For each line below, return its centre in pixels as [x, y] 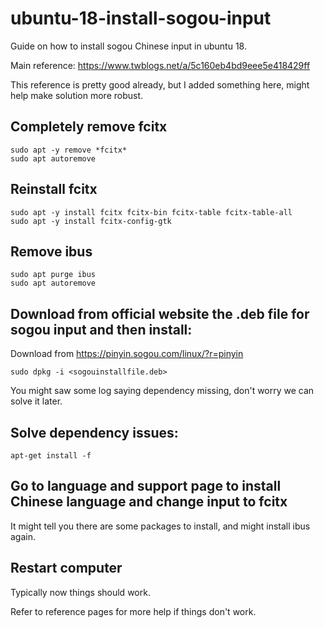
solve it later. [36, 401]
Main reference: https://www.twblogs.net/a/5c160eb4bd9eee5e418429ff [160, 65]
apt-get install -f [51, 456]
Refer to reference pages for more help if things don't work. [133, 611]
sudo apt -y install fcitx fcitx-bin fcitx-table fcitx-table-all [151, 212]
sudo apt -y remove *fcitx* [69, 150]
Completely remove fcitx [89, 127]
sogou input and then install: [101, 329]
